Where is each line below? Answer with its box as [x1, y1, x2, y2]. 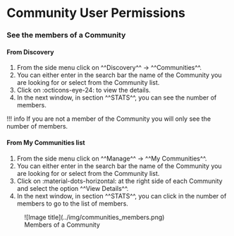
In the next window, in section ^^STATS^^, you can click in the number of [16, 191, 227, 200]
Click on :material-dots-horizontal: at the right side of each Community [16, 177, 223, 185]
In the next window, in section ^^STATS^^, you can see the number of [16, 93, 217, 102]
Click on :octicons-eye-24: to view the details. [16, 86, 151, 95]
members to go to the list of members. [16, 199, 128, 208]
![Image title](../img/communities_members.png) [24, 213, 165, 221]
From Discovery [6, 47, 54, 56]
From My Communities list [6, 138, 85, 146]
